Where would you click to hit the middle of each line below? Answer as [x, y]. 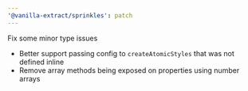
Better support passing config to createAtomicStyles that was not [126, 53]
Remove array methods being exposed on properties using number [129, 70]
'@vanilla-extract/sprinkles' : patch [70, 15]
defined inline [41, 62]
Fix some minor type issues [53, 38]
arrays [30, 78]
